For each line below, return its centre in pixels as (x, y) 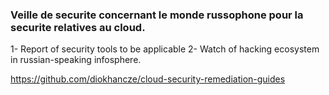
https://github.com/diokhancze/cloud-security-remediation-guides (148, 79)
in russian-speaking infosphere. (76, 60)
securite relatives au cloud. (78, 27)
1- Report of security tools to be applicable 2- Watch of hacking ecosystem (165, 49)
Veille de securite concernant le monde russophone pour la (157, 15)
